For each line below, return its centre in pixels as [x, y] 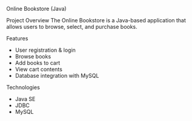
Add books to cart [38, 63]
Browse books [33, 56]
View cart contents [38, 69]
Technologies [23, 87]
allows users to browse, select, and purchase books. [72, 27]
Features [17, 38]
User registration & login [45, 50]
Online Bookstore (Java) [36, 9]
